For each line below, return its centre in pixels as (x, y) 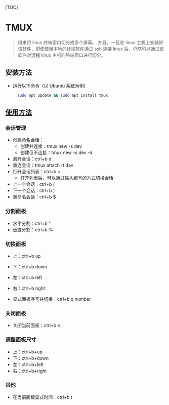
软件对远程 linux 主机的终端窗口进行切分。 (61, 55)
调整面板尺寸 (21, 340)
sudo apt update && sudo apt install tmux (63, 95)
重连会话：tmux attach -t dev (43, 165)
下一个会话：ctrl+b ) (34, 191)
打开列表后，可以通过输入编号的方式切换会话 (67, 178)
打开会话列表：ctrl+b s (36, 172)
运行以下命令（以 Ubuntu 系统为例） (50, 86)
